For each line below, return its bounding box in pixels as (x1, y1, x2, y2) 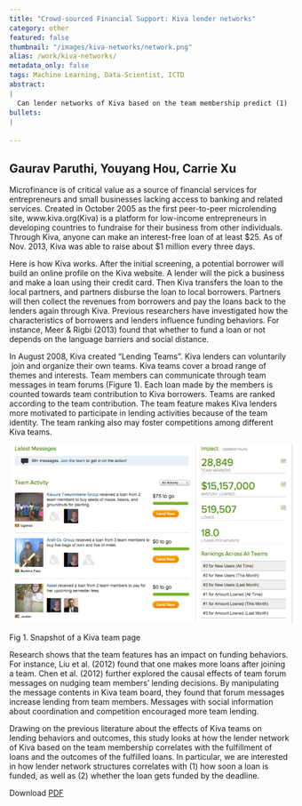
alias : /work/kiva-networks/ (9, 52, 117, 61)
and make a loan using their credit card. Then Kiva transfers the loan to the (9, 276, 283, 288)
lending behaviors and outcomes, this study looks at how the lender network (9, 733, 290, 744)
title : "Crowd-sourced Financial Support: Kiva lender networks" (9, 14, 256, 23)
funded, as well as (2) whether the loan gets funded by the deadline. (9, 770, 260, 781)
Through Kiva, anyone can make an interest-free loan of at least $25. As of (9, 231, 283, 242)
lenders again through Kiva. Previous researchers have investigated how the (9, 305, 289, 315)
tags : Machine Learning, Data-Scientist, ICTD (9, 71, 185, 80)
